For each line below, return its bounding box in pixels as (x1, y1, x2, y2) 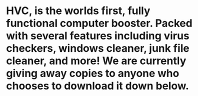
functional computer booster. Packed (6, 16, 193, 30)
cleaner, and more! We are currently (6, 54, 186, 68)
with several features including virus (6, 29, 190, 42)
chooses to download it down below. (6, 80, 189, 92)
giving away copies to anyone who (6, 67, 180, 80)
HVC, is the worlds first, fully (6, 4, 151, 18)
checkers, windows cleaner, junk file (6, 42, 190, 55)
